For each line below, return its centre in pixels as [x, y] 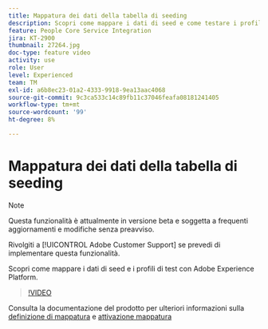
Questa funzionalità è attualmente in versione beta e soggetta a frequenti [128, 220]
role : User [26, 68]
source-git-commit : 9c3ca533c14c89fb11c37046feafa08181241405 [114, 97]
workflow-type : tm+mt [44, 105]
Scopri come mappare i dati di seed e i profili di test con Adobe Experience [131, 268]
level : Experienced [41, 75]
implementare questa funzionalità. [64, 253]
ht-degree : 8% [32, 120]
